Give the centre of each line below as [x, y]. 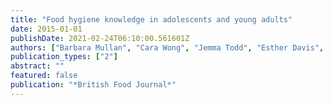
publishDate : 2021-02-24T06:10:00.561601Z [100, 38]
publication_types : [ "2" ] [64, 57]
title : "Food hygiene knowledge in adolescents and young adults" [151, 19]
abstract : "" [37, 66]
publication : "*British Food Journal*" [93, 85]
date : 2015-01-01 [46, 29]
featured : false [44, 76]
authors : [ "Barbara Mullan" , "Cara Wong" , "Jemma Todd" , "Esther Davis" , [167, 47]
